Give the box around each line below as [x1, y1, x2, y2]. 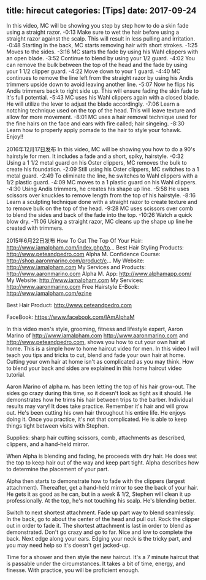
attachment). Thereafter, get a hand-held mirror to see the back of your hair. [6, 484, 199, 491]
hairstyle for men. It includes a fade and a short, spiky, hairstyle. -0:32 [6, 152, 184, 160]
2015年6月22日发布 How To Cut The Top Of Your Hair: [6, 237, 143, 244]
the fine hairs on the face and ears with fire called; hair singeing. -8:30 [6, 120, 185, 127]
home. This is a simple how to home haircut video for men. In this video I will [6, 345, 199, 352]
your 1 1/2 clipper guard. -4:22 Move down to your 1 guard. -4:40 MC [6, 68, 181, 75]
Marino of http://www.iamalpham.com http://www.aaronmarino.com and [6, 332, 189, 339]
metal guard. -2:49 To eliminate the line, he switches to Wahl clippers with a [6, 172, 198, 179]
